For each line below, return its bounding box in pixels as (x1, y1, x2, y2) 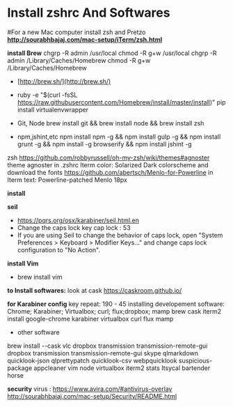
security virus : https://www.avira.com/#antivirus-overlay (7, 385, 172, 393)
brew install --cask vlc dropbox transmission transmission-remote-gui (7, 341, 208, 350)
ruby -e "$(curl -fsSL (17, 91, 78, 99)
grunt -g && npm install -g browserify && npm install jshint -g (17, 139, 193, 148)
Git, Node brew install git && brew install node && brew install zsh (17, 118, 204, 127)
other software (17, 328, 61, 336)
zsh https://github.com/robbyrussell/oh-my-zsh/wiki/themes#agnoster (7, 153, 210, 162)
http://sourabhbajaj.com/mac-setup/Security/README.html (7, 392, 177, 400)
